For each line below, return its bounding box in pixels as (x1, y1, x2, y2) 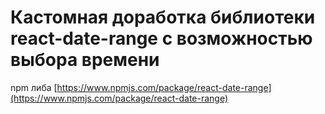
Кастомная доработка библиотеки (10, 6, 316, 29)
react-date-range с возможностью (10, 27, 313, 50)
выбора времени (10, 49, 160, 71)
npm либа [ (10, 81, 58, 93)
